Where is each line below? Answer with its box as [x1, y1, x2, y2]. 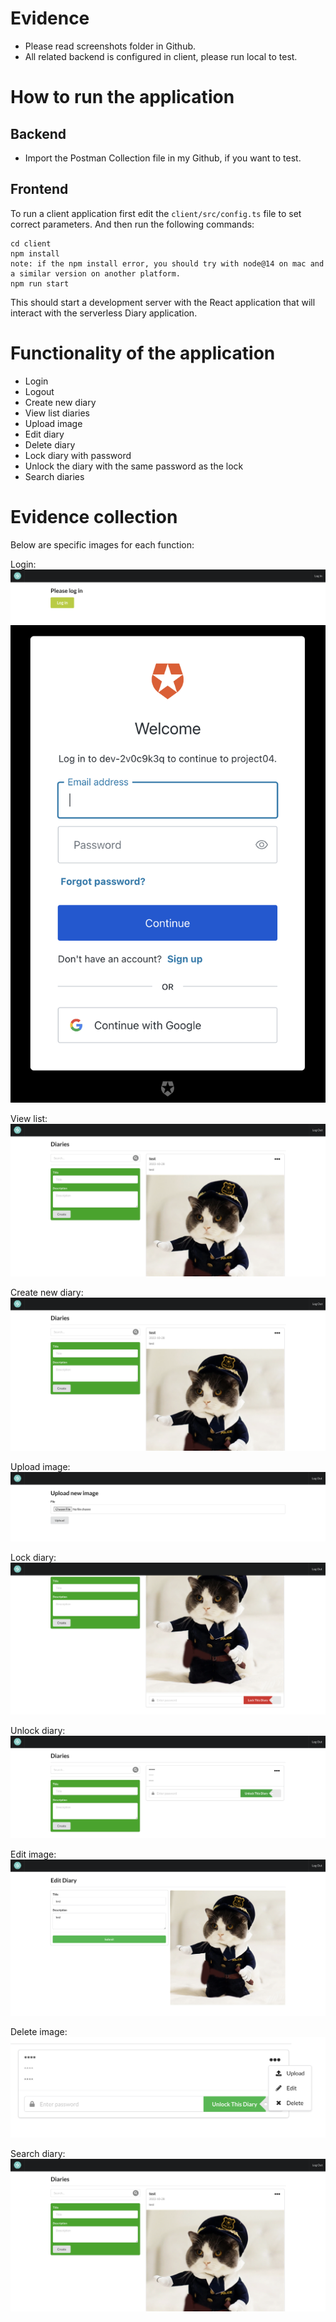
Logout [24, 385, 55, 397]
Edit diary [24, 428, 65, 440]
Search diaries [24, 470, 85, 482]
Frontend [10, 181, 69, 198]
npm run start [10, 278, 70, 289]
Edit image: [10, 1848, 57, 1860]
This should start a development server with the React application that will [10, 296, 316, 308]
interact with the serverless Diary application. [10, 307, 198, 319]
